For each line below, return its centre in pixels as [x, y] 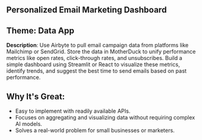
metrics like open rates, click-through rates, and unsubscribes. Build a [94, 58]
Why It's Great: [36, 96]
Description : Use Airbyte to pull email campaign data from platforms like [98, 45]
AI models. [29, 124]
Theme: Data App [40, 31]
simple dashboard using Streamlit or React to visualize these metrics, [93, 65]
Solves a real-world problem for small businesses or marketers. [95, 130]
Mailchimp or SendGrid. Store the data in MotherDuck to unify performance [101, 52]
